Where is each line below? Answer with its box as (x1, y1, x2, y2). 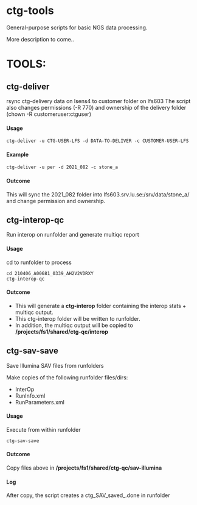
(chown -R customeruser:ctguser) (6, 110, 91, 118)
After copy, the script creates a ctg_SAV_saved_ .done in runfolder (6, 492, 170, 499)
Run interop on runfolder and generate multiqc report (6, 231, 139, 238)
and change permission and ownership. (6, 197, 105, 204)
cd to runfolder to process (6, 259, 72, 266)
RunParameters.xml (15, 398, 65, 406)
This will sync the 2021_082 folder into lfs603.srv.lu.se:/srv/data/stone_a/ (6, 190, 190, 198)
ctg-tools (6, 4, 54, 18)
